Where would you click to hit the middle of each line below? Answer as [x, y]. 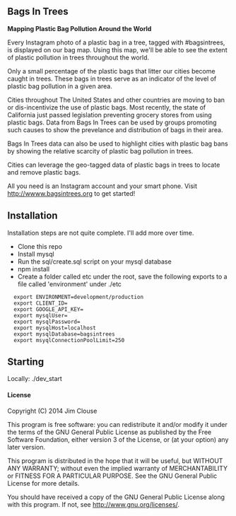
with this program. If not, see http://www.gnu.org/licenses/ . [94, 504]
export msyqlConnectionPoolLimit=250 [69, 340]
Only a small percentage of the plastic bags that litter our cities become [111, 71]
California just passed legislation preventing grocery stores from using [110, 115]
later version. [26, 447]
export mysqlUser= [41, 315]
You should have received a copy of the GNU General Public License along [116, 497]
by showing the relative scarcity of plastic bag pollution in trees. [100, 151]
